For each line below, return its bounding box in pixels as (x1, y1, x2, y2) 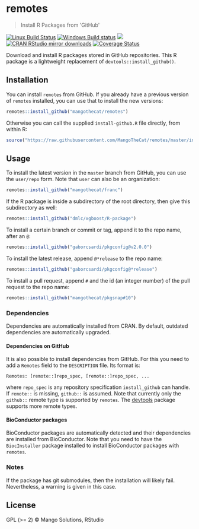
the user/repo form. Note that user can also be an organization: (6, 176, 161, 183)
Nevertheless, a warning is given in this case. (6, 483, 117, 490)
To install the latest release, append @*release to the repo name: (6, 255, 163, 262)
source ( (6, 137, 25, 143)
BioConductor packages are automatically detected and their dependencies (6, 429, 191, 436)
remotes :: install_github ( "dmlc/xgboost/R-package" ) (6, 216, 136, 221)
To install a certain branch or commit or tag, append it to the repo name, (6, 226, 182, 233)
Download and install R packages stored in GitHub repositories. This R (6, 51, 177, 58)
